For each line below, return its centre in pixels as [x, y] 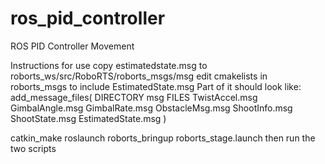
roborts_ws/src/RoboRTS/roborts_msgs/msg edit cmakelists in [139, 76]
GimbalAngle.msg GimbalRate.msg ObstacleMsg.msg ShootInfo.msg [151, 108]
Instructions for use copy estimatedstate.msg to [109, 65]
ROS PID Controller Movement [72, 46]
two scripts [33, 148]
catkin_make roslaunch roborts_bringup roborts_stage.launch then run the [163, 138]
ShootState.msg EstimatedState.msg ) [88, 118]
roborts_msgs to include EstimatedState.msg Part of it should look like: [156, 86]
